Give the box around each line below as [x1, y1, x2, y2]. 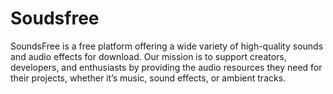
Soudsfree [10, 7, 100, 30]
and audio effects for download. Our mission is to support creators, [10, 50, 287, 62]
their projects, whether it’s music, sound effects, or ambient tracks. [10, 72, 287, 84]
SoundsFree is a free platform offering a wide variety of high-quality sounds [10, 40, 324, 52]
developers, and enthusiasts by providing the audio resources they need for [10, 61, 323, 73]
